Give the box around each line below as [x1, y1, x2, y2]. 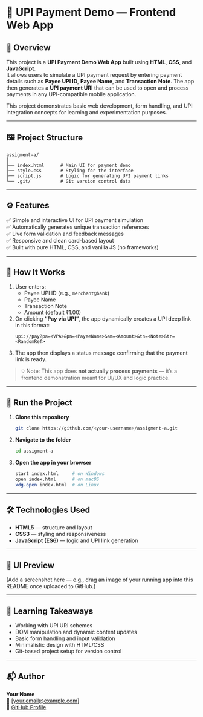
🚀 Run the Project [6, 398, 72, 408]
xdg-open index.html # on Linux [14, 482, 100, 488]
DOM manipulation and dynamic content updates [14, 629, 137, 636]
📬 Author [6, 672, 45, 682]
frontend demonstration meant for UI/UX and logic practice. [21, 375, 170, 382]
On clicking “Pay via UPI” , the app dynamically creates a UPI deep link [14, 315, 192, 322]
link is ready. [14, 356, 47, 363]
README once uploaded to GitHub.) [6, 583, 96, 590]
